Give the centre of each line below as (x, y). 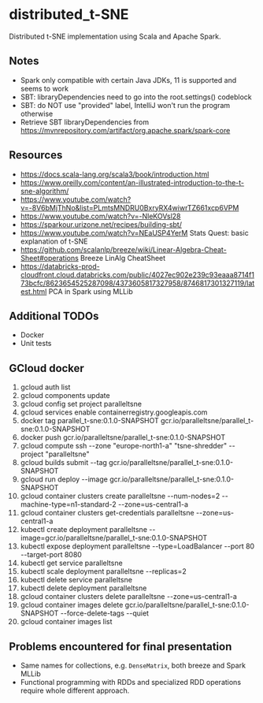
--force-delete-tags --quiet (104, 613)
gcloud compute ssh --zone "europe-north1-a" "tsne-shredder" (124, 446)
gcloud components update (65, 396)
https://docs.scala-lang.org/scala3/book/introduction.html (115, 174)
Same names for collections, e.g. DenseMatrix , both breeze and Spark (133, 665)
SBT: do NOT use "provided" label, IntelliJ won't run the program (125, 105)
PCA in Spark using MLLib (91, 291)
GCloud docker (47, 368)
